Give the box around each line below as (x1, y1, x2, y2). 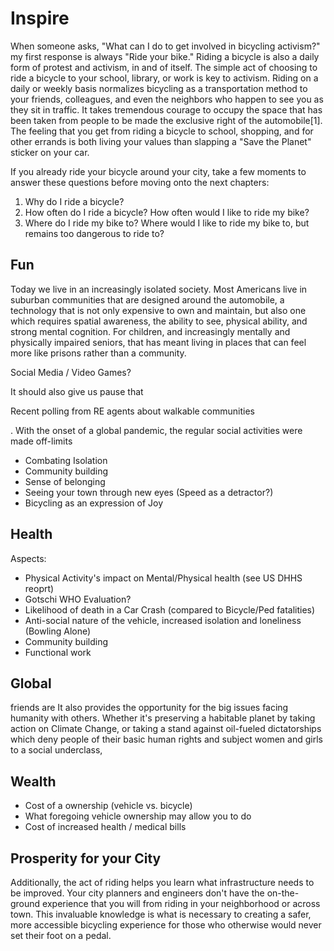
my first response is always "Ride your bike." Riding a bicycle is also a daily (10, 50, 320, 62)
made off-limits (10, 435, 73, 447)
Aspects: (10, 552, 47, 564)
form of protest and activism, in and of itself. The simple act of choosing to (10, 61, 318, 73)
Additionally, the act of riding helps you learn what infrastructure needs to (10, 877, 315, 888)
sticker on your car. (10, 146, 90, 158)
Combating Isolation (24, 454, 108, 466)
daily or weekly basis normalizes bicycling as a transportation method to (10, 82, 308, 94)
